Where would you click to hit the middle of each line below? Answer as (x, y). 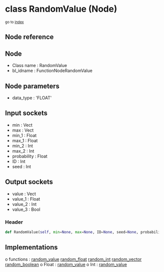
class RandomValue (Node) (61, 9)
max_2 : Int (23, 151)
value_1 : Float (26, 199)
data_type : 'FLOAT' (32, 98)
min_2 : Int (22, 146)
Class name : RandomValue (40, 66)
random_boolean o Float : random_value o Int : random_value (66, 264)
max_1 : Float (25, 140)
